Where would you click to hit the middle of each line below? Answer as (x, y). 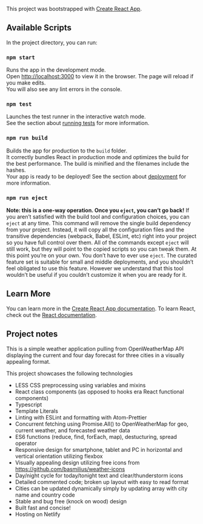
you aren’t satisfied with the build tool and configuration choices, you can (98, 217)
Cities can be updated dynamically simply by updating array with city (101, 488)
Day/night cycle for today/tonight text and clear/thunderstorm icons (99, 475)
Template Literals (37, 411)
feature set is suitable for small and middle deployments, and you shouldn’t (100, 262)
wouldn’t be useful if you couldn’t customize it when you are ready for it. (97, 275)
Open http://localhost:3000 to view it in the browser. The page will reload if (100, 77)
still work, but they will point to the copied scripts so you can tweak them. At (101, 249)
